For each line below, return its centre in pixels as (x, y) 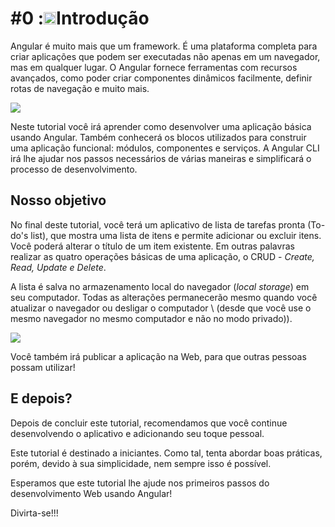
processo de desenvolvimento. (74, 169)
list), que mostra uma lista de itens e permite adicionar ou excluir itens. (176, 235)
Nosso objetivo (58, 200)
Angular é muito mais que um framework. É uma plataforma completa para (164, 46)
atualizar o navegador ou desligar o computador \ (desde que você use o (161, 308)
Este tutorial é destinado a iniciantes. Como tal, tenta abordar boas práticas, (166, 453)
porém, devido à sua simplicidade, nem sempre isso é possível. (141, 463)
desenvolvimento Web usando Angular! (91, 493)
